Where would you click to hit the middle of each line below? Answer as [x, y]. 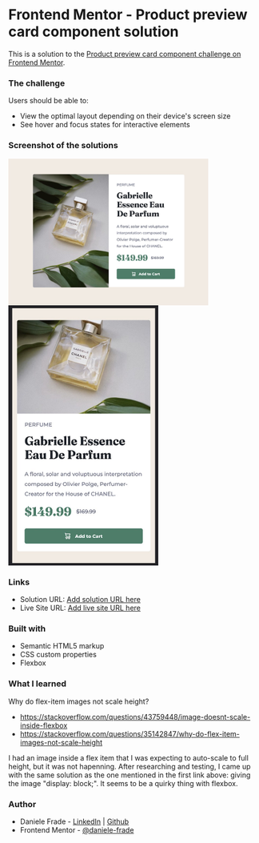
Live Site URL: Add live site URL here [80, 608]
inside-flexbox [44, 725]
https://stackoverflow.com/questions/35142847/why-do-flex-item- [129, 733]
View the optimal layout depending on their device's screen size [125, 116]
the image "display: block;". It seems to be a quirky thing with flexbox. [123, 783]
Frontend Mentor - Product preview [128, 15]
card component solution [94, 32]
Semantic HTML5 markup [62, 646]
